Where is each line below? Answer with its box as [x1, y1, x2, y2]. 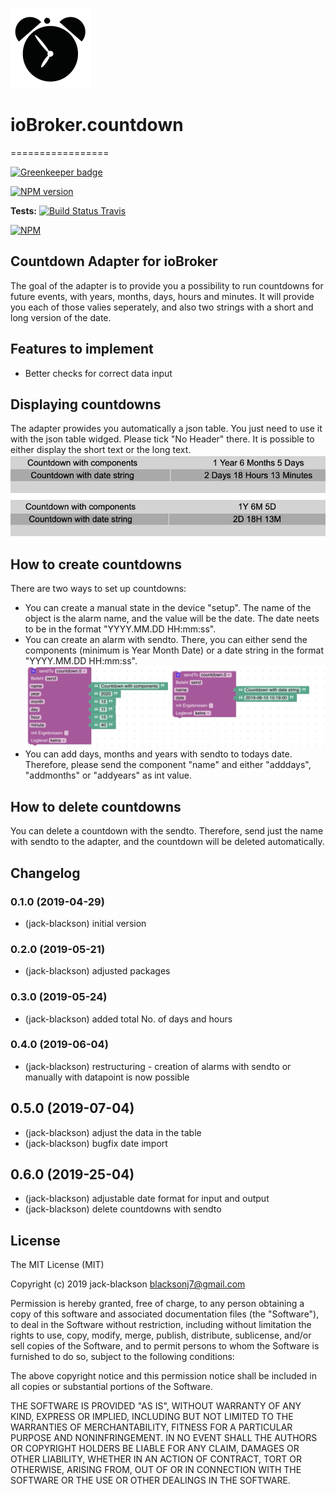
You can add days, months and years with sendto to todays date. [24, 748, 293, 760]
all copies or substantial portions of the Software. [10, 1381, 213, 1393]
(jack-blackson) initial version [24, 917, 147, 929]
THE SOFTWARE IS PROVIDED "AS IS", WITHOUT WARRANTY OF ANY [10, 1400, 302, 1412]
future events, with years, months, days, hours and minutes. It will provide [10, 290, 315, 302]
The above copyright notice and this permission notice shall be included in [10, 1370, 317, 1382]
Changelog [10, 864, 81, 882]
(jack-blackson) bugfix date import [24, 1137, 168, 1149]
